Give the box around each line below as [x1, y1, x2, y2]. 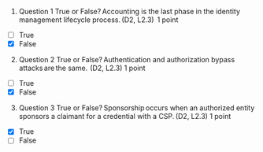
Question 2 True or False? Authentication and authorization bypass [18, 55, 235, 65]
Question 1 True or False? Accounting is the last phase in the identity [18, 7, 241, 16]
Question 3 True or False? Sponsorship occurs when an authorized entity [18, 103, 255, 113]
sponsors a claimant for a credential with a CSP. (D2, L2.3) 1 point [18, 112, 232, 121]
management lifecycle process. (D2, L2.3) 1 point [18, 15, 179, 24]
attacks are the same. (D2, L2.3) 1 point [18, 63, 146, 73]
